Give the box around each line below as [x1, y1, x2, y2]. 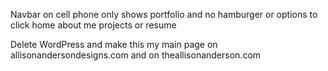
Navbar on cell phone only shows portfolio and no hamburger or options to [10, 9, 318, 20]
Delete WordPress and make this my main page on [10, 39, 218, 50]
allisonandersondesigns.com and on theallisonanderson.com [10, 49, 262, 61]
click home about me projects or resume [10, 19, 177, 31]
